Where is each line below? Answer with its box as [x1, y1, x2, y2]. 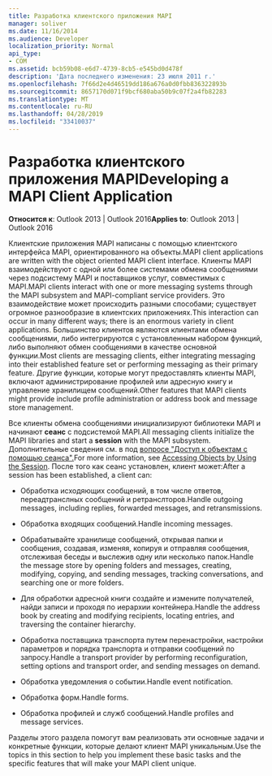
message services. [19, 717, 84, 726]
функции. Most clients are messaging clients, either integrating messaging [8, 350, 256, 360]
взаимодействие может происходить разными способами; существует [8, 298, 257, 309]
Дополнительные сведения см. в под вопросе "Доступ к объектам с [8, 444, 248, 453]
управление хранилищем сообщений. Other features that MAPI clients [8, 385, 247, 395]
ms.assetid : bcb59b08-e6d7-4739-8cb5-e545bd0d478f [8, 65, 183, 73]
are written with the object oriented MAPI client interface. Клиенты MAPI [8, 255, 252, 265]
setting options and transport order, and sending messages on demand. [19, 661, 261, 670]
